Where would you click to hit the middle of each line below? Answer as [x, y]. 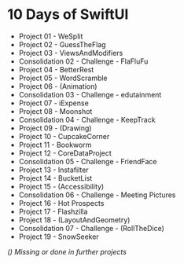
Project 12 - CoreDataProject [65, 153]
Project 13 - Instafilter [53, 170]
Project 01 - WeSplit [51, 36]
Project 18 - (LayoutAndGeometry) [74, 220]
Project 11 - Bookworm [55, 145]
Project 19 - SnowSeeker [59, 236]
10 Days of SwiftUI [68, 15]
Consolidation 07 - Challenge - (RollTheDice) [91, 228]
